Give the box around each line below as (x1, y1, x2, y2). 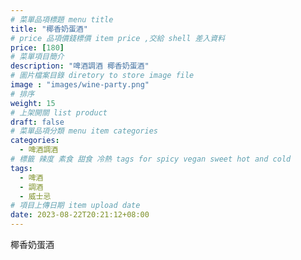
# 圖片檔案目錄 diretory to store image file (10, 71, 195, 81)
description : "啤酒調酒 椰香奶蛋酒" (10, 61, 150, 71)
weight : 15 (10, 98, 56, 108)
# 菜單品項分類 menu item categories (10, 126, 158, 136)
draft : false (10, 117, 65, 127)
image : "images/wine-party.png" (10, 80, 150, 90)
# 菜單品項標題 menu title (10, 14, 114, 25)
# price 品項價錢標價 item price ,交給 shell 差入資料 (10, 33, 226, 43)
